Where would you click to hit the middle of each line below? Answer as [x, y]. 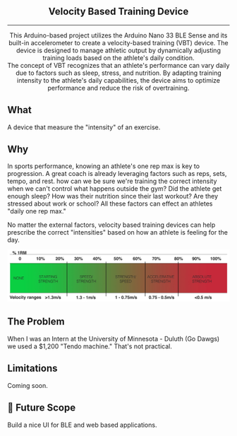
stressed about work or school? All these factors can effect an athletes [110, 204]
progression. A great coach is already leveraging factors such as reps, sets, [117, 174]
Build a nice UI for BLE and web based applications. [82, 425]
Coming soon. [28, 385]
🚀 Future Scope [42, 408]
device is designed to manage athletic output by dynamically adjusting [119, 50]
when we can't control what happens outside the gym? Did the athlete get [115, 189]
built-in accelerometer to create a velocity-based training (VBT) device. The [118, 42]
